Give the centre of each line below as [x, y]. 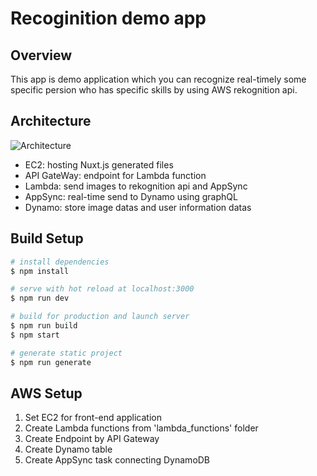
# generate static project [66, 353]
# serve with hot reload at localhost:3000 [102, 289]
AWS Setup [46, 393]
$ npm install [40, 271]
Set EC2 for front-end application [93, 418]
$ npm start [35, 335]
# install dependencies [60, 262]
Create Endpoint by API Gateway [92, 439]
